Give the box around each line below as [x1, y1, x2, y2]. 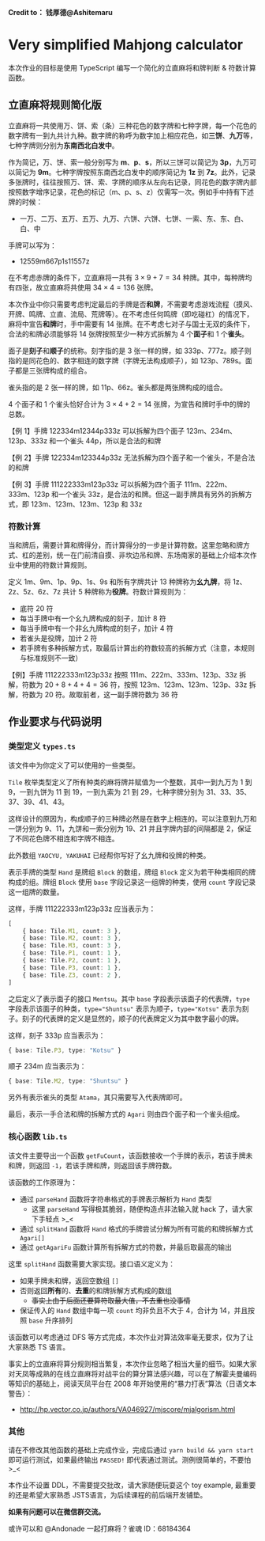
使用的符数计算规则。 [21, 560, 91, 570]
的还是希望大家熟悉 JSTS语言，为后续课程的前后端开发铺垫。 [8, 1490, 207, 1499]
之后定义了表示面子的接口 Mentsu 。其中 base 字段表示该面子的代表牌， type [8, 993, 251, 1004]
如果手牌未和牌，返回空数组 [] [19, 1276, 120, 1285]
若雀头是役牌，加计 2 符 [19, 633, 98, 643]
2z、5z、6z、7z [8, 587, 62, 597]
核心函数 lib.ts [8, 1131, 68, 1142]
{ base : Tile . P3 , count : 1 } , [22, 963, 122, 972]
